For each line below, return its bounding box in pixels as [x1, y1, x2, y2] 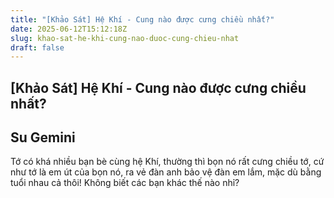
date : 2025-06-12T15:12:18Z [10, 24, 128, 34]
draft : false [10, 42, 65, 53]
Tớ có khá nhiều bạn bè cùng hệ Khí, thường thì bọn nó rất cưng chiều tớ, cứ [10, 156, 325, 168]
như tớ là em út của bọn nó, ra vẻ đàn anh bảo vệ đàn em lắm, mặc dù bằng [10, 166, 322, 178]
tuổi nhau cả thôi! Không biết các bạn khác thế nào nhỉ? [10, 177, 240, 189]
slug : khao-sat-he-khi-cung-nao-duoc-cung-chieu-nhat [10, 33, 240, 43]
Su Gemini [10, 129, 76, 146]
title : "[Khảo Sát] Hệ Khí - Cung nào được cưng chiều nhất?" [10, 14, 275, 25]
